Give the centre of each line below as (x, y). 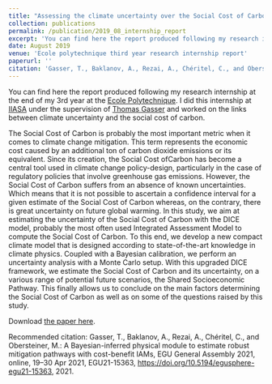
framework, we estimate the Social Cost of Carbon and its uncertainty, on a (134, 271)
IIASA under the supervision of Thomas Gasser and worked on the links (127, 109)
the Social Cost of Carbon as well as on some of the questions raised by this (136, 297)
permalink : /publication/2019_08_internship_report (97, 31)
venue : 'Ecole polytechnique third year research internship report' (128, 53)
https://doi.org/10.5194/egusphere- (196, 362)
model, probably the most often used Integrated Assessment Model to (125, 228)
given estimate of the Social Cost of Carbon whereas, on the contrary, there (135, 202)
